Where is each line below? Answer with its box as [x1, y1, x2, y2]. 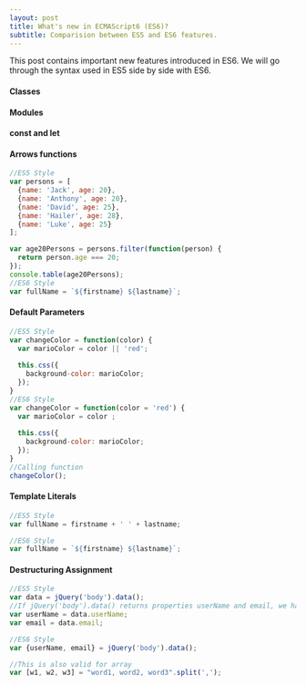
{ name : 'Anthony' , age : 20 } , [17, 193, 128, 203]
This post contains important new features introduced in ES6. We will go [9, 56, 280, 67]
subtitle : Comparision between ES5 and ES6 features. [9, 30, 219, 39]
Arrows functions [9, 148, 77, 160]
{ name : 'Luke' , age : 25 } [17, 220, 112, 229]
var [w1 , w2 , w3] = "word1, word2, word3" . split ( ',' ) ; [9, 668, 222, 678]
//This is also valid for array [9, 660, 132, 669]
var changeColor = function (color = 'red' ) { [9, 403, 185, 412]
